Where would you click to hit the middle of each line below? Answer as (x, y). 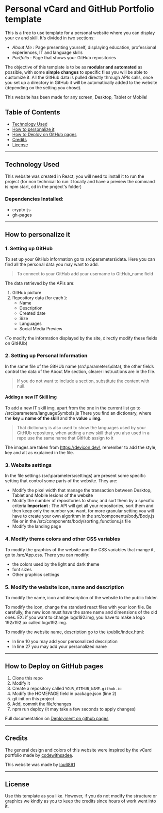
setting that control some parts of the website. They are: (61, 481)
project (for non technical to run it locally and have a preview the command (80, 181)
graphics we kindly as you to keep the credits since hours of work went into (81, 801)
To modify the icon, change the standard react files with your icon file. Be (78, 607)
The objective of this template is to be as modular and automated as (74, 67)
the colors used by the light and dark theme (56, 564)
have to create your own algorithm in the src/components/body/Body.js (83, 516)
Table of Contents (33, 112)
